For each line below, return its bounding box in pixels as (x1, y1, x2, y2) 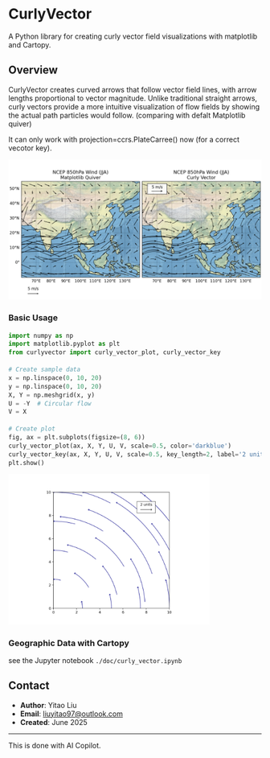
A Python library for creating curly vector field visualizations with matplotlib (8, 31, 258, 41)
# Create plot (8, 425, 56, 433)
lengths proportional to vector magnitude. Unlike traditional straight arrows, (8, 93, 258, 103)
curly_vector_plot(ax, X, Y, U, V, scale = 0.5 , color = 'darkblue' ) (8, 442, 231, 450)
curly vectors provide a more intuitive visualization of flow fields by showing (8, 101, 260, 111)
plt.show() (8, 459, 45, 467)
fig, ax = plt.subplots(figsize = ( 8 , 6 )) (8, 434, 146, 442)
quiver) (8, 118, 32, 129)
